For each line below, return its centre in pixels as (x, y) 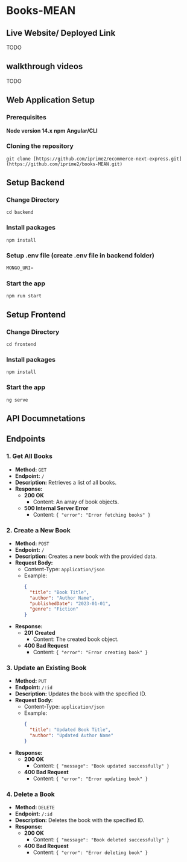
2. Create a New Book (38, 530)
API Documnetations (46, 418)
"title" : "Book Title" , (59, 592)
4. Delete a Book (31, 794)
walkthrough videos (45, 66)
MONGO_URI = (20, 268)
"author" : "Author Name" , (62, 598)
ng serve (17, 400)
